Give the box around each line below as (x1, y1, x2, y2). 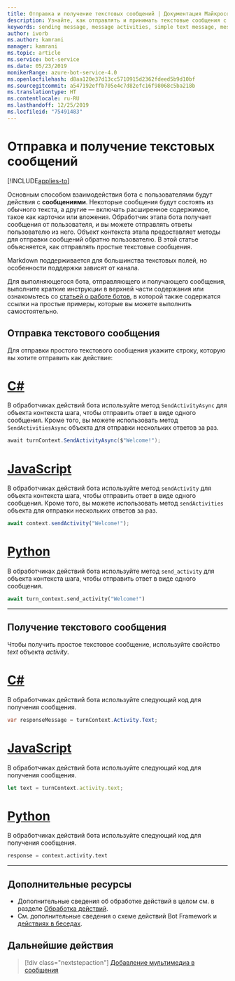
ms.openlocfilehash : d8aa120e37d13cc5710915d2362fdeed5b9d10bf (7, 75, 196, 83)
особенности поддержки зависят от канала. (7, 263, 140, 272)
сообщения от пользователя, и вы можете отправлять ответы (7, 220, 192, 228)
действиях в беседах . (17, 919, 83, 928)
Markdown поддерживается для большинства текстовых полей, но (7, 256, 208, 264)
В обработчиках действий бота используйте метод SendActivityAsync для (7, 401, 227, 409)
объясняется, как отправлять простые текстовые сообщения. (7, 242, 192, 251)
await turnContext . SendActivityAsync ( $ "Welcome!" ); (7, 437, 161, 445)
